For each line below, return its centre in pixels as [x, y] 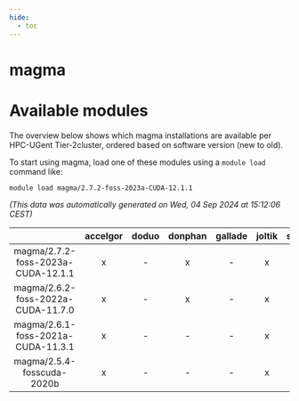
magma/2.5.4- [45, 361]
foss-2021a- [45, 335]
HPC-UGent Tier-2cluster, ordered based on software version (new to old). [146, 144]
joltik [267, 235]
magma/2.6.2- [45, 288]
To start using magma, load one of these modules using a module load [137, 162]
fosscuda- [44, 372]
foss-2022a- [45, 299]
